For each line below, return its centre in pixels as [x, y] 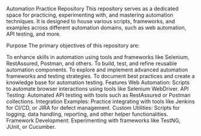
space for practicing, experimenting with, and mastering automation [90, 15]
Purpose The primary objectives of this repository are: [73, 45]
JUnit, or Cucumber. [31, 127]
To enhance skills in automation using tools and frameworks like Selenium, [98, 57]
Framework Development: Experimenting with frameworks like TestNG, [93, 120]
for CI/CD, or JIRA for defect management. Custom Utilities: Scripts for [93, 108]
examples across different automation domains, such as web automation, [96, 27]
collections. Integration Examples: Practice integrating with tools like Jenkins [100, 101]
